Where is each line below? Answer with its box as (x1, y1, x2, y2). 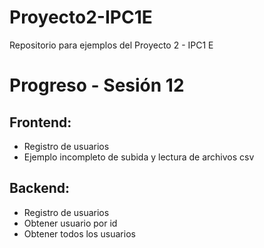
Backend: (9, 180, 70, 197)
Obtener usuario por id (23, 217, 118, 229)
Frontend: (9, 114, 72, 131)
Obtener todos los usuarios (23, 227, 136, 240)
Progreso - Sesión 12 (9, 74, 185, 97)
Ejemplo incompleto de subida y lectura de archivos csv (23, 151, 255, 163)
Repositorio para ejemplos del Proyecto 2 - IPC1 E (9, 39, 214, 51)
